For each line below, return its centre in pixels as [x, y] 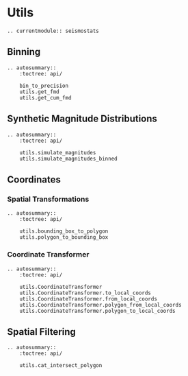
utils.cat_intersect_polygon [61, 366]
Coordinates [34, 179]
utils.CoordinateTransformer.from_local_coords [88, 299]
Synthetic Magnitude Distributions [82, 119]
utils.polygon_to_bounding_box [64, 237]
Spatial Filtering [42, 332]
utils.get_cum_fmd [45, 97]
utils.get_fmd [39, 92]
